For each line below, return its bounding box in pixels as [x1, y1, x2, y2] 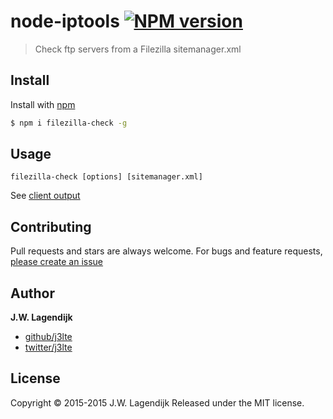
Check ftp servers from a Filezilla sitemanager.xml [34, 43, 242, 55]
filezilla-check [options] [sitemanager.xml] [10, 172, 203, 182]
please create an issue [10, 256, 104, 268]
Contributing [10, 218, 92, 235]
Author [10, 285, 55, 302]
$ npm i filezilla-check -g [10, 118, 128, 128]
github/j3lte [24, 331, 73, 343]
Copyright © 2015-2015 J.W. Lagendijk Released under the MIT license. [10, 396, 305, 409]
